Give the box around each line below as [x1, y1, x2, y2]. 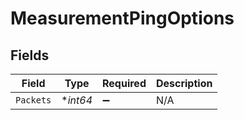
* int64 [61, 93, 93, 107]
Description [155, 77, 213, 90]
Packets [15, 95, 52, 106]
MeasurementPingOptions [10, 7, 235, 30]
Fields [10, 47, 50, 64]
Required [102, 77, 147, 90]
